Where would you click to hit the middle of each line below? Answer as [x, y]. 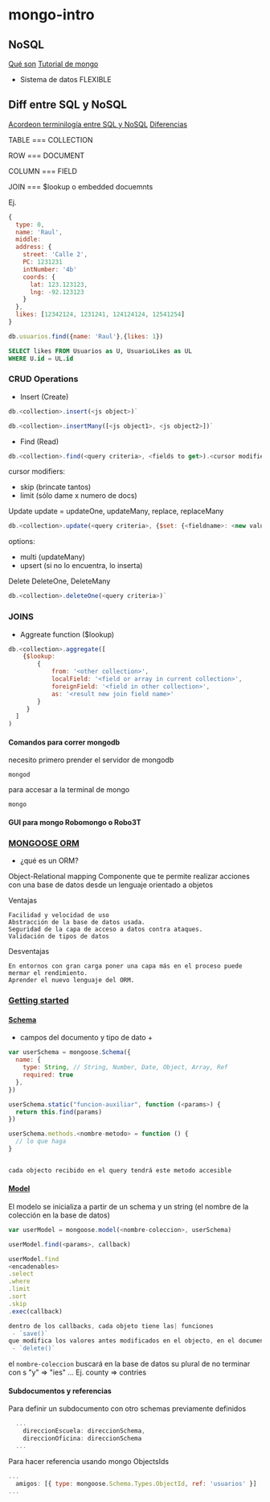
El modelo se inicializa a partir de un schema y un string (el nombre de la [129, 1206]
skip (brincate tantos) [55, 487]
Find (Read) [39, 442]
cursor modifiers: [37, 471]
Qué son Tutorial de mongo [53, 64]
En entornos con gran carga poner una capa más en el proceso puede [125, 966]
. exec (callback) [35, 1311]
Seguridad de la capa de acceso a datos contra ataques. [106, 929]
